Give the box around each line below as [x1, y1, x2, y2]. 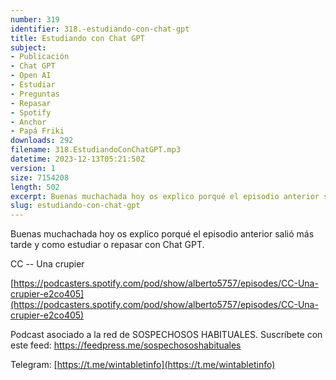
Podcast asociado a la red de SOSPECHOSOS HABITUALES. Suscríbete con [10, 329, 323, 341]
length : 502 [10, 182, 60, 192]
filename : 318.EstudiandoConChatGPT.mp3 [10, 145, 182, 155]
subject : [10, 42, 47, 53]
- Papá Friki [10, 126, 65, 136]
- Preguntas [10, 89, 60, 99]
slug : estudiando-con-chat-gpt [10, 201, 141, 211]
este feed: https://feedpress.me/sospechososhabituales [10, 339, 242, 351]
